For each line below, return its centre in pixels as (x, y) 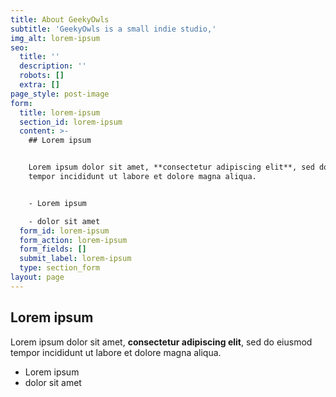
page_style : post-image (60, 94)
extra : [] (39, 85)
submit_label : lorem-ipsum (75, 259)
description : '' (53, 66)
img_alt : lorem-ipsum (55, 38)
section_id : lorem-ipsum (71, 122)
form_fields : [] (53, 249)
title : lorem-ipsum (60, 112)
